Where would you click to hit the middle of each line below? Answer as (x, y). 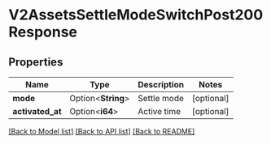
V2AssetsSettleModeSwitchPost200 (136, 15)
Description (161, 85)
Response (43, 32)
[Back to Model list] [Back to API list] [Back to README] (102, 131)
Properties (36, 62)
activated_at (37, 111)
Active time (160, 111)
